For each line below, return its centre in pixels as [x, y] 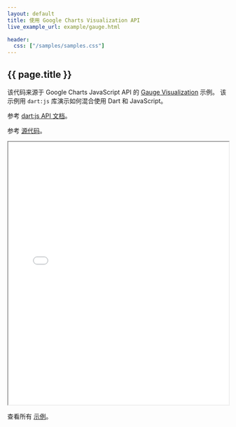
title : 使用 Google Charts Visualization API [74, 20]
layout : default [31, 14]
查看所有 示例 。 [30, 416]
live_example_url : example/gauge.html [64, 27]
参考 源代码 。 [27, 130]
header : [19, 39]
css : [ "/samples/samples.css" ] [59, 46]
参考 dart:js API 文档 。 [39, 116]
